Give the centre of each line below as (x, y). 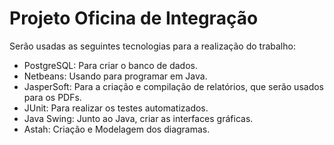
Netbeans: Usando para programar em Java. (115, 76)
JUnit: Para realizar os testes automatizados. (116, 108)
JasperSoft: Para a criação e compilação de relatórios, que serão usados (173, 86)
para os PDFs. (52, 97)
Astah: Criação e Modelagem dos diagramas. (117, 129)
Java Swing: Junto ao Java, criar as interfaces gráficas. (138, 118)
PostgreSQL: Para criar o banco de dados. (110, 65)
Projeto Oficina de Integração (134, 18)
